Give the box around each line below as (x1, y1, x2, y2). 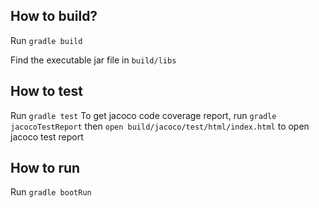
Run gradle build (10, 34, 83, 46)
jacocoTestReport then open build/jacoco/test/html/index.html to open (10, 120, 310, 132)
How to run (10, 160, 81, 177)
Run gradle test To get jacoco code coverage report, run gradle (10, 109, 277, 121)
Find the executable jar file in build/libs (10, 54, 177, 66)
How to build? (10, 8, 98, 25)
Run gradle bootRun (10, 186, 92, 198)
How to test (10, 83, 83, 100)
